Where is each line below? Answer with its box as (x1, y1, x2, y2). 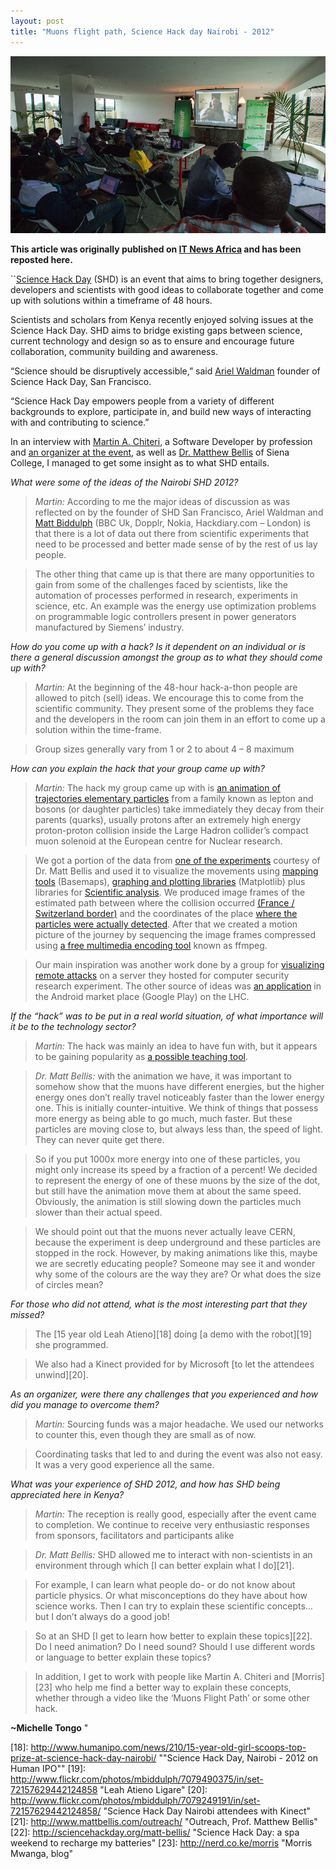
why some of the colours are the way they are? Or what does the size (34, 1268, 322, 1280)
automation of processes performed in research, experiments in (34, 589, 299, 601)
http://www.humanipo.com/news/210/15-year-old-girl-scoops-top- (30, 1741, 307, 1753)
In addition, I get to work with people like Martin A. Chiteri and (34, 1670, 290, 1682)
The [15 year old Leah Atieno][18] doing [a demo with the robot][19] (34, 1328, 313, 1340)
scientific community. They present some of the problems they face (34, 702, 315, 714)
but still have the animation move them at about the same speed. (34, 1185, 302, 1197)
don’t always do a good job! (55, 1610, 170, 1622)
